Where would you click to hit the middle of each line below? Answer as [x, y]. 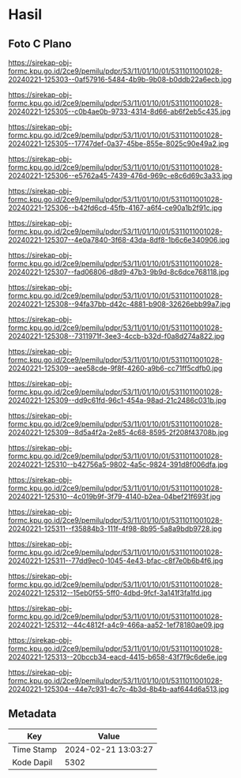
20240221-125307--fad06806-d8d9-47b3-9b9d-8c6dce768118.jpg [119, 272]
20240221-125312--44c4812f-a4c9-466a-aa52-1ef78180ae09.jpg [116, 625]
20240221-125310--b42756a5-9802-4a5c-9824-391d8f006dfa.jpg [118, 464]
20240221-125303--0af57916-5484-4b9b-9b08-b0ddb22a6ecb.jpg [120, 79]
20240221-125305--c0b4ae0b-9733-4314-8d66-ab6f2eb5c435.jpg [120, 111]
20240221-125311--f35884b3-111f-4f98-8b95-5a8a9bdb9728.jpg [115, 528]
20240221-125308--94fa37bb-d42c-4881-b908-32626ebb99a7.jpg [119, 304]
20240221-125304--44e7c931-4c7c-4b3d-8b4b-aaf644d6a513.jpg [119, 689]
